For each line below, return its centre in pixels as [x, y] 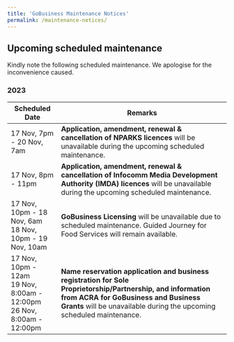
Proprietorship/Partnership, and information [136, 288]
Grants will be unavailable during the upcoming [138, 306]
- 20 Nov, [27, 142]
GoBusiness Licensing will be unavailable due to [141, 216]
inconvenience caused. [41, 72]
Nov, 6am [27, 221]
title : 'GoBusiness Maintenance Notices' [68, 14]
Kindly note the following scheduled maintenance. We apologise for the [110, 65]
